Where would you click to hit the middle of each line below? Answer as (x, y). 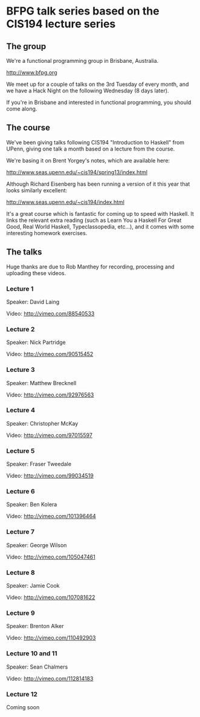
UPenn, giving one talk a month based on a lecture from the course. (91, 149)
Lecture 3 (21, 370)
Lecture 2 (21, 329)
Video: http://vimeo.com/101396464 (51, 516)
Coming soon (23, 707)
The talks (24, 252)
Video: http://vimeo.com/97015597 (49, 435)
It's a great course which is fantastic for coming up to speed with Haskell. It (100, 213)
